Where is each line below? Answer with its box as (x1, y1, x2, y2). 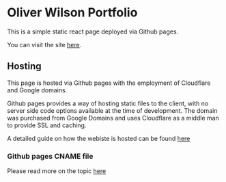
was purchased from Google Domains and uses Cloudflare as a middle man (7, 114, 220, 122)
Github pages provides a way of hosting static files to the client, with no (7, 99, 209, 107)
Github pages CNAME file (7, 151, 94, 161)
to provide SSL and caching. (7, 121, 87, 129)
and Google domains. (7, 86, 68, 94)
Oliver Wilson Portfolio (7, 5, 138, 21)
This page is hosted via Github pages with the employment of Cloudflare (7, 79, 211, 87)
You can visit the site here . (7, 40, 82, 49)
